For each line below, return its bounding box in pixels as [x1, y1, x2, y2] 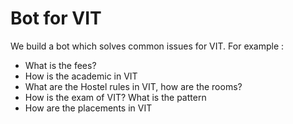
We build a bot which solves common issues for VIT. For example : [10, 40, 285, 52]
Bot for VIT [10, 7, 102, 30]
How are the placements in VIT [24, 102, 153, 114]
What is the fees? [24, 59, 97, 71]
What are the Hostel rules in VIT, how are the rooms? [24, 80, 243, 92]
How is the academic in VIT [24, 70, 138, 82]
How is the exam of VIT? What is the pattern [24, 91, 207, 103]
